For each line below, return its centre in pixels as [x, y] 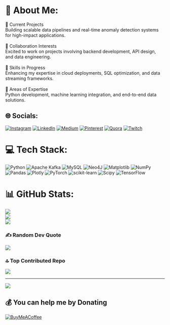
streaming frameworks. [30, 78]
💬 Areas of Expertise [27, 89]
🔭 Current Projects [25, 24]
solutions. [15, 100]
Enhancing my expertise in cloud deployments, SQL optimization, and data [83, 73]
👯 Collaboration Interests [31, 46]
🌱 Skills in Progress [25, 68]
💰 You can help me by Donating [56, 302]
